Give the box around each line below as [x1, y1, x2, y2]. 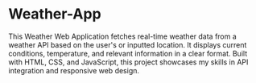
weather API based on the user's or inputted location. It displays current [8, 39, 247, 49]
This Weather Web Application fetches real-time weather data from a [8, 31, 237, 41]
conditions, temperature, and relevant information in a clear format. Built [8, 48, 248, 58]
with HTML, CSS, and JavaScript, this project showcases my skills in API [8, 57, 249, 67]
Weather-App [8, 5, 102, 23]
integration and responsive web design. [8, 65, 139, 75]
